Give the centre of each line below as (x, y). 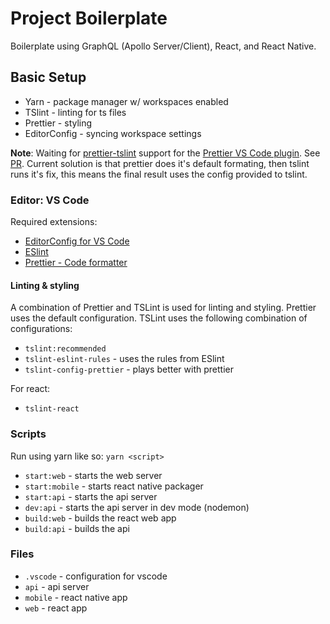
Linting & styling (45, 285)
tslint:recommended (65, 349)
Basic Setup (48, 77)
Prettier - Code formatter (76, 263)
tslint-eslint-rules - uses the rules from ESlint (124, 359)
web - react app (56, 608)
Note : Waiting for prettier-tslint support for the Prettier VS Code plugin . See (165, 153)
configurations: (41, 329)
